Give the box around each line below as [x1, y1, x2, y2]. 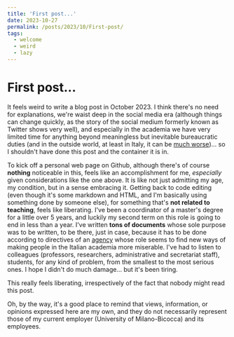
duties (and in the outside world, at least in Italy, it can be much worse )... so [7, 139, 226, 148]
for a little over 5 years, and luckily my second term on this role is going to [7, 213, 221, 221]
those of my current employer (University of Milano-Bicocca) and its [7, 315, 205, 323]
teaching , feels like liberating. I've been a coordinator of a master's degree [7, 205, 223, 214]
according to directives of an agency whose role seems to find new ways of [7, 235, 226, 244]
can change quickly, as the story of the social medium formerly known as [7, 117, 219, 126]
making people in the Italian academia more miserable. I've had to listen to [7, 242, 222, 251]
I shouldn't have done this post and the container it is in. [7, 147, 170, 156]
